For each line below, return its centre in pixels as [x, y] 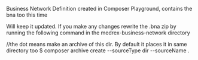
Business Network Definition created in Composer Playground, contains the [99, 9]
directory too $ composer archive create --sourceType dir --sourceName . [98, 50]
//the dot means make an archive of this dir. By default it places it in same [97, 44]
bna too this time [27, 15]
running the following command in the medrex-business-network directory [98, 33]
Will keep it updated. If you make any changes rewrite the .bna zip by [91, 26]
